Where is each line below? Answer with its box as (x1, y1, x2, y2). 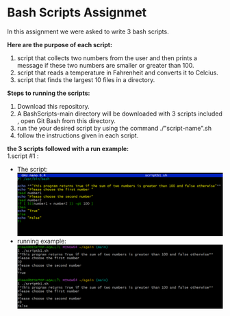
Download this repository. (16, 102, 90, 110)
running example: (16, 237, 66, 246)
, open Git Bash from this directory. (16, 116, 116, 124)
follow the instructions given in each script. (16, 131, 139, 140)
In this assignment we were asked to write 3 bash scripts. (7, 27, 169, 36)
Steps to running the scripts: (7, 89, 90, 97)
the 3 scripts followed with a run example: (7, 144, 129, 153)
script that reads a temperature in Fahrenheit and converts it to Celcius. (16, 68, 219, 77)
